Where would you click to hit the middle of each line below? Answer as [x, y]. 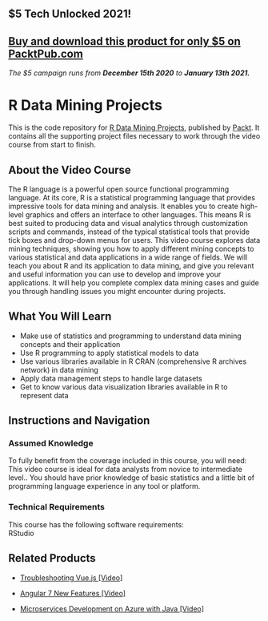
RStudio [21, 533]
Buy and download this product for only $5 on [125, 41]
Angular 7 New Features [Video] [73, 593]
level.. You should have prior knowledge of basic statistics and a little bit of [131, 478]
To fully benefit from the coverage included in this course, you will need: [128, 461]
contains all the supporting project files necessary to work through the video [134, 136]
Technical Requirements [57, 507]
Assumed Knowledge [51, 443]
